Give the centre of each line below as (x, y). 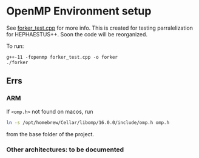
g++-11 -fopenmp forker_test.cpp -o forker (62, 57)
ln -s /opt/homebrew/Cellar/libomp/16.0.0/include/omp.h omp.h (88, 122)
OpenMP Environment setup (79, 11)
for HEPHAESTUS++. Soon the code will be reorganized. (77, 34)
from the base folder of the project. (50, 134)
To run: (15, 46)
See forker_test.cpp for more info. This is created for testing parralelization (99, 28)
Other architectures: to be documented (65, 150)
